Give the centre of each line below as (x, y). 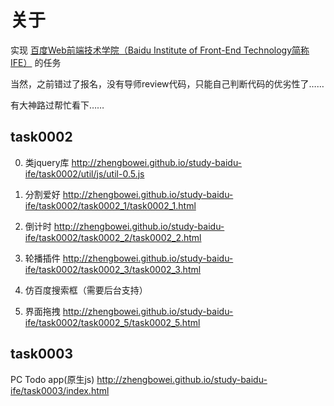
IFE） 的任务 (36, 62)
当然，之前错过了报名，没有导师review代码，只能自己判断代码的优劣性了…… (167, 83)
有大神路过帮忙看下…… (57, 105)
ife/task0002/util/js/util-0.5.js (84, 173)
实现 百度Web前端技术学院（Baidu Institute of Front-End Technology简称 (160, 50)
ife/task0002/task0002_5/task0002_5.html (112, 322)
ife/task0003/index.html (60, 390)
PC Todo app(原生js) (52, 379)
